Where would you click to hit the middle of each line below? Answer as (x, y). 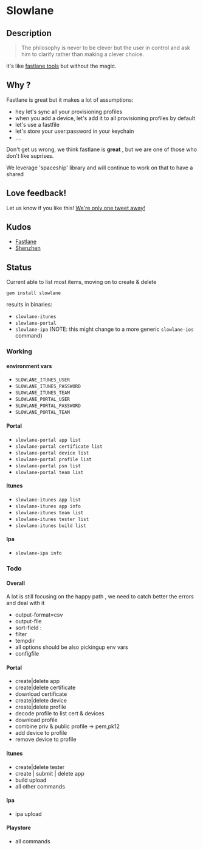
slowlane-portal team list (49, 472)
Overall (16, 583)
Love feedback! (36, 193)
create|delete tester (40, 767)
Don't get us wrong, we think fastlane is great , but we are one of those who (102, 149)
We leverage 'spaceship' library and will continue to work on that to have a (100, 168)
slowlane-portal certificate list (59, 446)
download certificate (41, 694)
